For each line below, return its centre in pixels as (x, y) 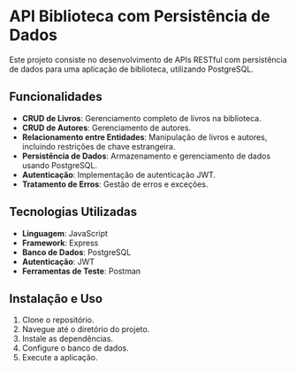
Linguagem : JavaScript (65, 233)
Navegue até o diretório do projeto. (86, 329)
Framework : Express (60, 243)
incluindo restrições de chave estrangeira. (99, 146)
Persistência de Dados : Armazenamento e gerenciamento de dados (146, 156)
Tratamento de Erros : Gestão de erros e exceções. (115, 184)
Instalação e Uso (56, 298)
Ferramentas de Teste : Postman (81, 271)
